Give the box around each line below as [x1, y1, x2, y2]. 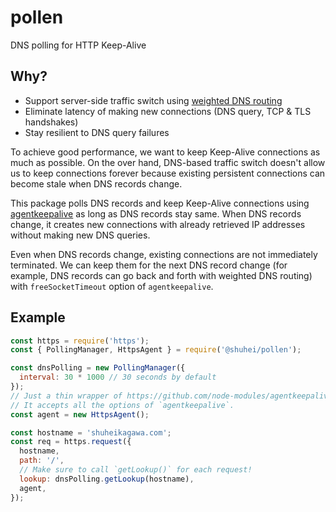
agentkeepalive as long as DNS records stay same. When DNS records [10, 207, 302, 220]
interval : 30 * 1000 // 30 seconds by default [19, 372, 217, 383]
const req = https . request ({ [10, 437, 132, 447]
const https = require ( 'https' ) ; [10, 336, 150, 346]
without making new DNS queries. [10, 229, 151, 241]
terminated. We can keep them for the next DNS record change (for [10, 259, 288, 271]
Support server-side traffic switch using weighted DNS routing [24, 94, 283, 106]
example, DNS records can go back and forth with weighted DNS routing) [10, 269, 313, 281]
